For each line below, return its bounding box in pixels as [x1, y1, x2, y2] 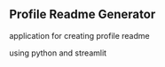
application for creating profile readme [9, 30, 150, 41]
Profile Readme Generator [9, 7, 156, 22]
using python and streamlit [9, 48, 107, 58]
